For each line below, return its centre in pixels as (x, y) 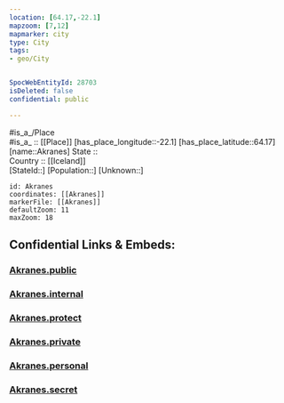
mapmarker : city (39, 34)
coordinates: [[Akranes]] (57, 194)
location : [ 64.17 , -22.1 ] (55, 17)
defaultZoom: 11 (39, 210)
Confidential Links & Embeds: (92, 245)
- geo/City (29, 59)
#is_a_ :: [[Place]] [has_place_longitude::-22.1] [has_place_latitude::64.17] (142, 141)
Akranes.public (43, 270)
